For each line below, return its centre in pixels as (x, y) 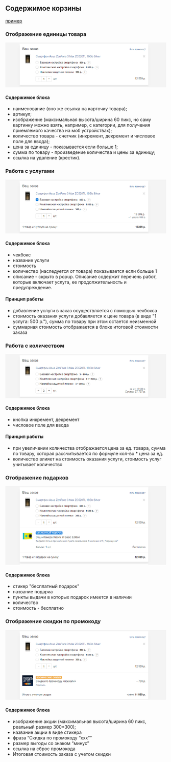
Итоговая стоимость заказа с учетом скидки (62, 754)
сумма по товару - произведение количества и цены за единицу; (84, 152)
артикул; (22, 114)
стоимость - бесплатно (38, 608)
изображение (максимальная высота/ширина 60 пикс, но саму (82, 119)
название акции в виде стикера (47, 732)
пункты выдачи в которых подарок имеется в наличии (72, 597)
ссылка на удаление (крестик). (46, 158)
